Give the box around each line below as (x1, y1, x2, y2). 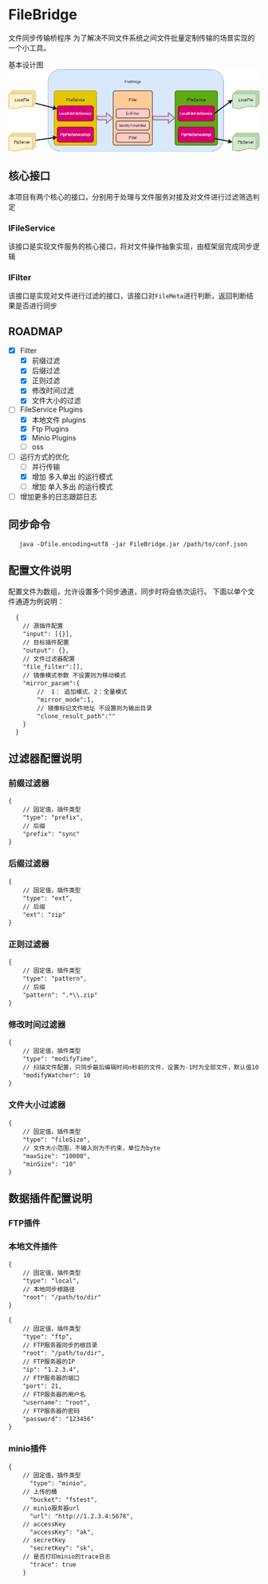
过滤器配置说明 (8, 752, 82, 765)
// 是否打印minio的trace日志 (22, 1552, 111, 1561)
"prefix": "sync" (22, 830, 81, 839)
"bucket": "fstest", (29, 1495, 98, 1503)
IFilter (8, 271, 32, 282)
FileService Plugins (19, 405, 84, 414)
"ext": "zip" (22, 911, 66, 918)
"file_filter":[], (22, 662, 84, 671)
